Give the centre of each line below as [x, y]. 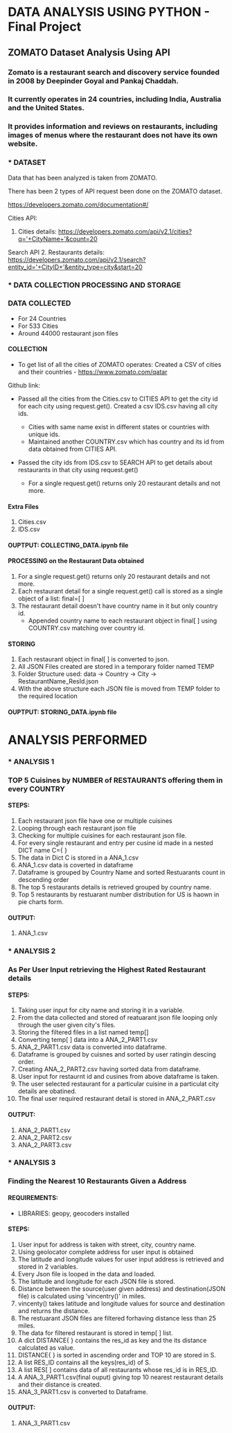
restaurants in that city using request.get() [78, 470]
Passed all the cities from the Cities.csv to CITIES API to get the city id [118, 399]
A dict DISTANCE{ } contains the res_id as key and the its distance [112, 1340]
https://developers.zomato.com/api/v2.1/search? [77, 259]
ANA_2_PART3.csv [45, 1145]
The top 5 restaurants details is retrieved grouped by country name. [115, 887]
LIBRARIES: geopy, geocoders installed [74, 1213]
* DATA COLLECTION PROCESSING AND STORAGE [95, 285]
